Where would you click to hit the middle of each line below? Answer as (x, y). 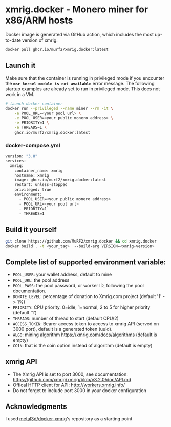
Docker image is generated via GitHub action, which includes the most (80, 34)
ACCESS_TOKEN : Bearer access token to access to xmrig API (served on (86, 323)
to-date (13, 40)
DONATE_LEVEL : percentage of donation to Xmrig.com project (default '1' (87, 296)
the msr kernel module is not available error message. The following (80, 83)
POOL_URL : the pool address (41, 280)
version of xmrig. (40, 40)
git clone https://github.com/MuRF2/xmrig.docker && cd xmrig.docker (81, 242)
